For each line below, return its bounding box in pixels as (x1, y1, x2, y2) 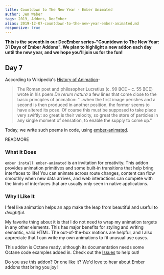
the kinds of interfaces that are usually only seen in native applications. (5, 181, 148, 187)
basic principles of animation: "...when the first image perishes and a (17, 96, 156, 102)
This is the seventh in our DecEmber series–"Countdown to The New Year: (5, 39, 160, 45)
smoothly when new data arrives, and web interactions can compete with (5, 175, 153, 182)
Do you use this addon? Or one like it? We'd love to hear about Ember (5, 259, 145, 265)
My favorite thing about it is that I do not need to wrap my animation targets (5, 219, 157, 225)
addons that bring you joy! (5, 264, 58, 270)
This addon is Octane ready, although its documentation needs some (5, 244, 144, 250)
